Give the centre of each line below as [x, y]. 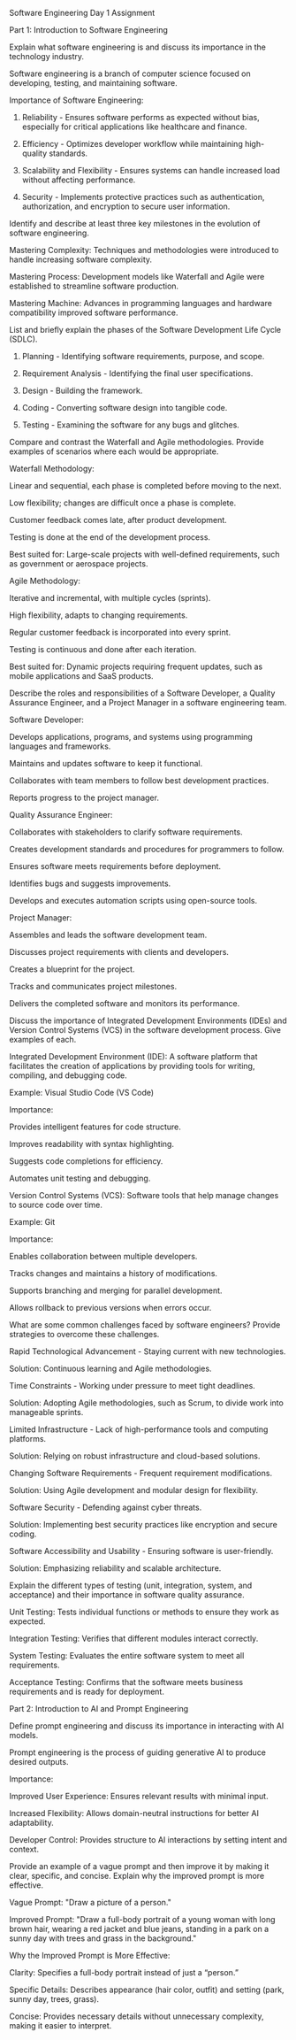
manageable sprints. [46, 1412]
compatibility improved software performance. [94, 312]
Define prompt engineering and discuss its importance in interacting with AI [147, 1726]
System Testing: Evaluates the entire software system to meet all [127, 1655]
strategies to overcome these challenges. [84, 1334]
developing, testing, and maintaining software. [94, 83]
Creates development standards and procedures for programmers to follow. [147, 849]
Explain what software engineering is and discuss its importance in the [138, 47]
